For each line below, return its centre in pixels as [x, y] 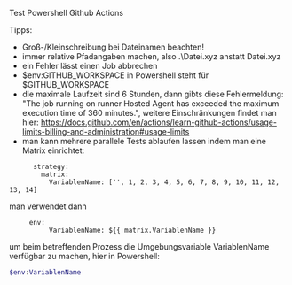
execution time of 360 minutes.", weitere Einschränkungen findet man [149, 113]
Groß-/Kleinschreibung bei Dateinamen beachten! [113, 47]
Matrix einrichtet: [53, 150]
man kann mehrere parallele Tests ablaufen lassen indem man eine [144, 141]
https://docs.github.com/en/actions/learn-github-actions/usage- [159, 122]
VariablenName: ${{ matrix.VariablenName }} [132, 230]
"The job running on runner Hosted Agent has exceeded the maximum [150, 104]
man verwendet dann [48, 206]
